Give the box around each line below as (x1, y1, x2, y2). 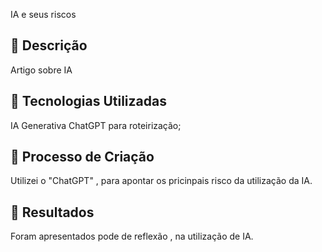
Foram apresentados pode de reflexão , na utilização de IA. (10, 230, 254, 243)
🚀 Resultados (10, 204, 95, 221)
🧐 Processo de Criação (10, 149, 155, 166)
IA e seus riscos (10, 9, 77, 20)
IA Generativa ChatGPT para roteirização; (10, 119, 182, 131)
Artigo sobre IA (10, 64, 73, 76)
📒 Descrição (10, 37, 88, 54)
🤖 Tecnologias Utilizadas (10, 93, 167, 110)
